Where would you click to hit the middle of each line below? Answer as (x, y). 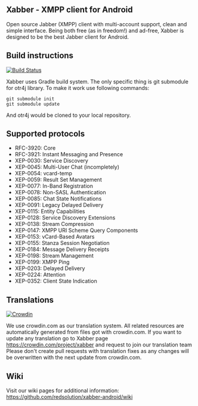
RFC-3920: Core (35, 148)
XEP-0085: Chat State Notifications (58, 199)
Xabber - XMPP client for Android (69, 10)
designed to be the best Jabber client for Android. (68, 37)
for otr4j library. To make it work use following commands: (78, 88)
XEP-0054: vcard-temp (44, 173)
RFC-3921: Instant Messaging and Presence (69, 154)
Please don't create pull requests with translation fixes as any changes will (98, 351)
